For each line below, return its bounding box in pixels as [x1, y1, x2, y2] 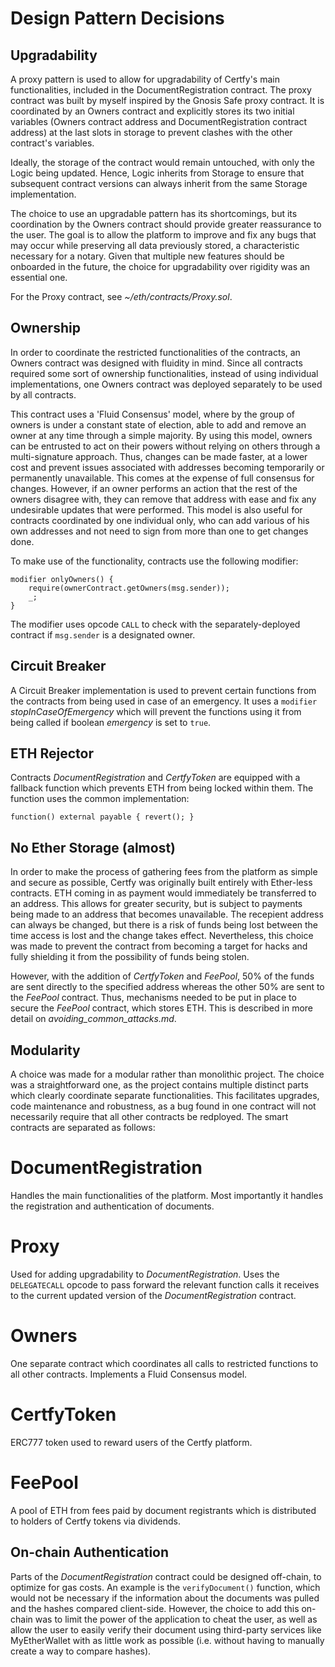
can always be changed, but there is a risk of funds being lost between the [10, 919, 319, 931]
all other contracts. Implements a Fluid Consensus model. [10, 1368, 248, 1380]
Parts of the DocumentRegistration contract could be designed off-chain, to [10, 1570, 322, 1582]
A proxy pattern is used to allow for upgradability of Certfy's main [10, 73, 280, 85]
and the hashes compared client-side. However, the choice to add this [10, 1602, 300, 1614]
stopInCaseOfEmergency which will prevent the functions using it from [10, 705, 302, 717]
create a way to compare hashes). [10, 1645, 152, 1657]
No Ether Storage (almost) [10, 839, 176, 856]
